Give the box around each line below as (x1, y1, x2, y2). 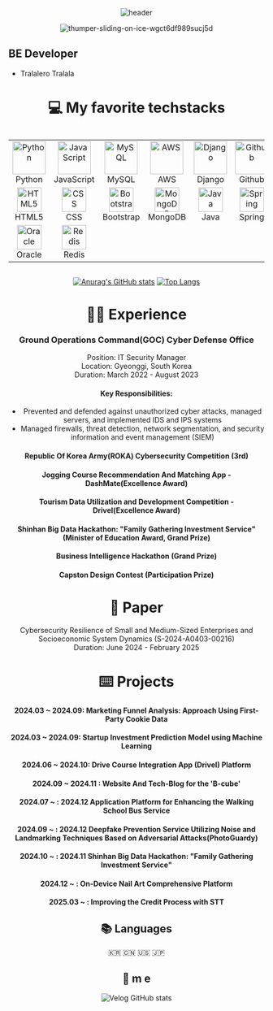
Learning (120, 741, 153, 751)
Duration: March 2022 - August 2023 (74, 370, 199, 380)
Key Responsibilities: (100, 388, 173, 398)
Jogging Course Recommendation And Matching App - (41, 470, 232, 479)
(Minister (62, 532, 95, 542)
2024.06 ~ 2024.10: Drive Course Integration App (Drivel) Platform (21, 760, 252, 770)
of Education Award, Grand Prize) (95, 532, 211, 542)
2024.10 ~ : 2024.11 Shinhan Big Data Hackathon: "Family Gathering (19, 852, 253, 861)
